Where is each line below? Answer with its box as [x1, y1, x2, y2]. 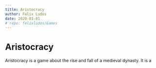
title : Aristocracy [5, 7, 45, 12]
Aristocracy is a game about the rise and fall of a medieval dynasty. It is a [5, 58, 152, 64]
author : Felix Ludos [5, 12, 47, 17]
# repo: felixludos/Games [5, 20, 57, 26]
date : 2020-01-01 [5, 16, 40, 21]
